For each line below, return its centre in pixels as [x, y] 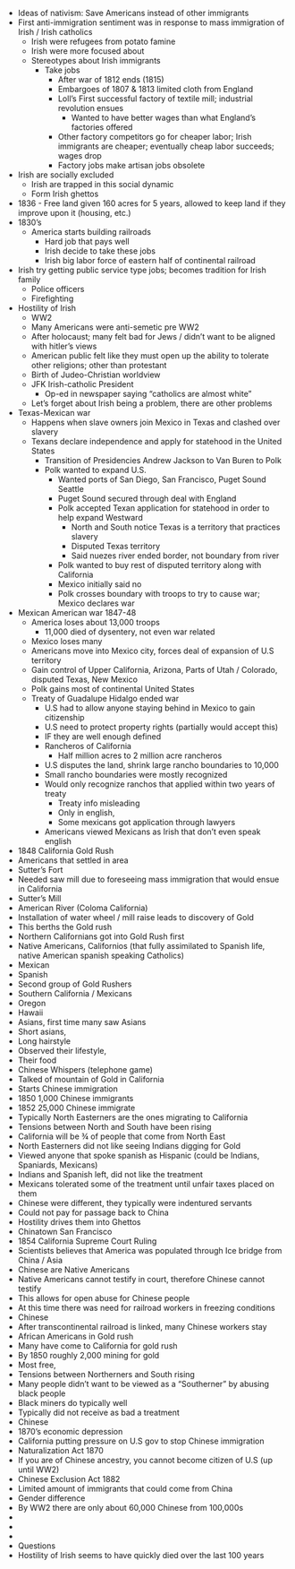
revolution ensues [90, 108]
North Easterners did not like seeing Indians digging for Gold [129, 1146]
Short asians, [42, 1031]
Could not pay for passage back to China [93, 1212]
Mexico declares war [97, 603]
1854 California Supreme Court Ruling [87, 1241]
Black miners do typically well [72, 1403]
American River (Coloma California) [83, 908]
